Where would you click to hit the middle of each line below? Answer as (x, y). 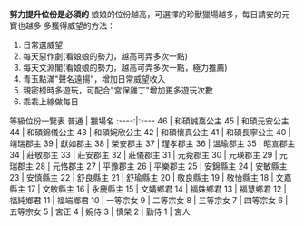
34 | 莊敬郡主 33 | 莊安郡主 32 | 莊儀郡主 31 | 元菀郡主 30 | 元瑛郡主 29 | (144, 155)
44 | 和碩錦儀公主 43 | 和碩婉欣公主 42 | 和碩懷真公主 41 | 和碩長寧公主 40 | (151, 132)
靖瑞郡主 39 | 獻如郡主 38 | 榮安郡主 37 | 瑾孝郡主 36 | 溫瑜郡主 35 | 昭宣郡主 (152, 143)
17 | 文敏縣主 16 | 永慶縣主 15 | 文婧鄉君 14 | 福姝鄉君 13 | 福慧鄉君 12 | (157, 189)
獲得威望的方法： (83, 25)
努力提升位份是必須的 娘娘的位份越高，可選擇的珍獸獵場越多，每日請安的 (146, 14)
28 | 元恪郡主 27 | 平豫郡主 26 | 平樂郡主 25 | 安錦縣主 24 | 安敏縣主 (161, 166)
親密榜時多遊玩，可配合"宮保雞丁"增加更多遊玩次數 (118, 90)
